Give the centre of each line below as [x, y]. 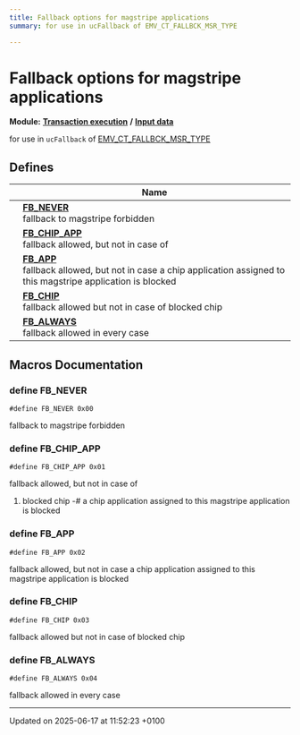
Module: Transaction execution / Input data [92, 122]
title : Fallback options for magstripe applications [109, 17]
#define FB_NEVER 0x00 [51, 408]
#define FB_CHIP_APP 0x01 [57, 467]
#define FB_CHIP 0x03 [50, 620]
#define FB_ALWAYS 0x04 [54, 679]
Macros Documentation [76, 365]
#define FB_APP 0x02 [48, 552]
